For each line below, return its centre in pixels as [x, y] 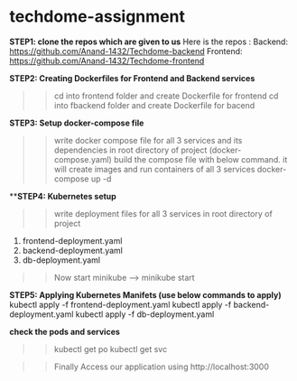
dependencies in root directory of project [130, 150]
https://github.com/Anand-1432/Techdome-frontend [107, 60]
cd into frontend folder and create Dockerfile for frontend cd [166, 96]
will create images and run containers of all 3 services [154, 169]
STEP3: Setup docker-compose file [77, 123]
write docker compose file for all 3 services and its [148, 140]
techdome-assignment [97, 17]
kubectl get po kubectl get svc [111, 348]
